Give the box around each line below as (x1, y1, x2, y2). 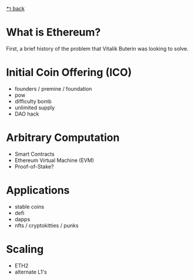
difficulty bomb (14, 97, 52, 105)
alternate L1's (14, 268, 47, 275)
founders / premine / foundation (14, 85, 92, 92)
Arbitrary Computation (6, 131, 120, 144)
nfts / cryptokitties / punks (14, 222, 79, 229)
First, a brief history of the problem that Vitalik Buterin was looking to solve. (6, 45, 189, 52)
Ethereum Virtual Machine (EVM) (14, 156, 94, 164)
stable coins (14, 203, 45, 210)
